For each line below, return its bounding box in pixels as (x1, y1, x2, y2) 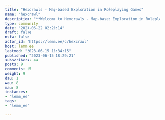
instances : (5, 90, 27, 94)
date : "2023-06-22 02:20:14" (5, 26, 65, 30)
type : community (5, 21, 38, 26)
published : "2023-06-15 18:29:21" (5, 53, 76, 58)
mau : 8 (5, 85, 19, 90)
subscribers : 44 (5, 58, 38, 62)
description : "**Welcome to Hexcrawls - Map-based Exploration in (5, 16, 144, 21)
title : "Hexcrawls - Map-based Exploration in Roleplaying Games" (5, 7, 144, 12)
